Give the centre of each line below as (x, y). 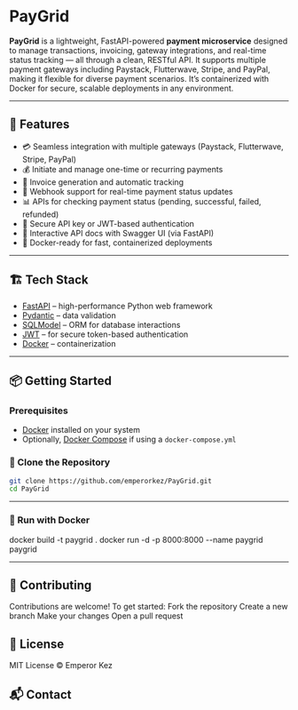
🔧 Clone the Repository (60, 462)
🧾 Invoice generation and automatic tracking (103, 182)
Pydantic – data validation (69, 315)
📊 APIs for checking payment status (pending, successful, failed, (141, 201)
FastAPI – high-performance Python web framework (117, 306)
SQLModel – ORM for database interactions (101, 324)
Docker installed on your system (81, 430)
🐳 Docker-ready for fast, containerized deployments (117, 243)
